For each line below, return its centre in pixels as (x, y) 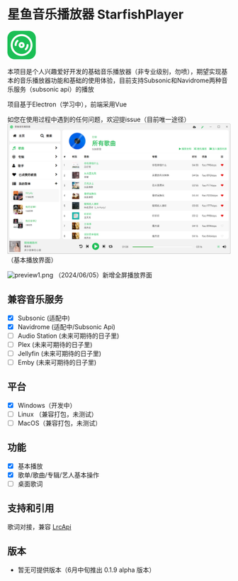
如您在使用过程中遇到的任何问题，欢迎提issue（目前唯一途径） (99, 119)
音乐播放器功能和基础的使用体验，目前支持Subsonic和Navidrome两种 (120, 80)
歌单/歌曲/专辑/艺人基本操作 (58, 475)
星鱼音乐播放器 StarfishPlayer (96, 15)
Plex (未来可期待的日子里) (55, 344)
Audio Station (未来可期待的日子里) (68, 336)
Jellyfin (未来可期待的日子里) (59, 353)
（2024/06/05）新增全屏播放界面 (103, 275)
